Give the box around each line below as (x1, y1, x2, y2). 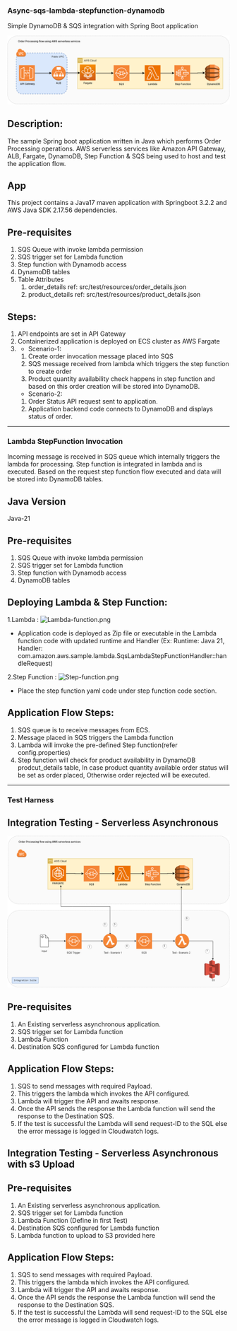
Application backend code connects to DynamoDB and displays (28, 405, 214, 414)
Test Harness (7, 795, 54, 804)
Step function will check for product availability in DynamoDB (17, 756, 196, 764)
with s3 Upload (7, 1158, 75, 1170)
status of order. (28, 412, 73, 421)
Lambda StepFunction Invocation (7, 437, 123, 447)
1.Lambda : (7, 615, 39, 623)
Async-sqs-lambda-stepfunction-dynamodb (7, 6, 165, 16)
